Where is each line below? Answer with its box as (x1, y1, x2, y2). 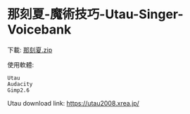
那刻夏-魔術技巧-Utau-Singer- (7, 6, 184, 22)
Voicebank (7, 22, 72, 38)
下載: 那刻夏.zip (7, 45, 53, 54)
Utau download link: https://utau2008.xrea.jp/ (7, 99, 139, 107)
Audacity (7, 80, 33, 87)
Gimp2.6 (7, 87, 30, 94)
